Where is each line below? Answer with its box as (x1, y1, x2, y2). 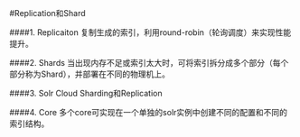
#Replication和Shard (9, 8, 86, 18)
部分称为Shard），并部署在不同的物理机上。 (9, 68, 170, 79)
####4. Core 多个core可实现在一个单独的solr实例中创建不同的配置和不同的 (9, 107, 287, 117)
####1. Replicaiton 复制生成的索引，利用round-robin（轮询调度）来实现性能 (9, 27, 292, 38)
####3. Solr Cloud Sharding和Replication (9, 88, 163, 98)
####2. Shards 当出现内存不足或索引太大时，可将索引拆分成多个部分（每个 (9, 58, 289, 68)
